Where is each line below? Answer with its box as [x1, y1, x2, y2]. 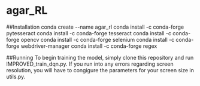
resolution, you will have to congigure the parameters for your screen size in [6, 66, 195, 73]
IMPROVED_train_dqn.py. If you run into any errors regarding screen [6, 60, 174, 67]
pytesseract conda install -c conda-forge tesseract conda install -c [6, 29, 172, 36]
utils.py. [6, 73, 26, 80]
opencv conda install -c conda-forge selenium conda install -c [20, 36, 175, 43]
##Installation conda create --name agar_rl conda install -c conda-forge [6, 23, 184, 30]
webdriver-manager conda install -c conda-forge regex [20, 42, 157, 50]
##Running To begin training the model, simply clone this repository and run [6, 54, 194, 61]
